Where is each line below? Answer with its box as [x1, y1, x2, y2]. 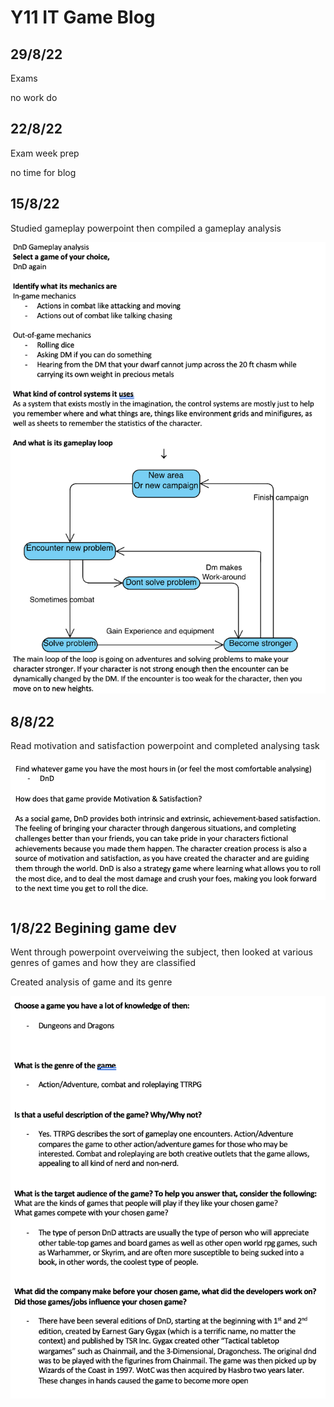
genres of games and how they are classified [10, 957, 196, 969]
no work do [10, 92, 58, 103]
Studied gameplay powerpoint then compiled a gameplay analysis [10, 222, 282, 234]
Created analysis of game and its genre [10, 976, 173, 988]
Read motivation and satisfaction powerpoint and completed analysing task [10, 740, 320, 752]
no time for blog [10, 166, 77, 178]
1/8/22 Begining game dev [10, 919, 177, 936]
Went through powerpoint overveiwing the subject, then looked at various [10, 946, 313, 958]
